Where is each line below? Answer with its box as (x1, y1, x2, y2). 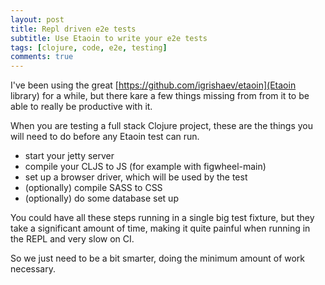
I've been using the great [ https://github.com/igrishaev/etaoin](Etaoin (10, 79, 297, 91)
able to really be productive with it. (10, 101, 153, 113)
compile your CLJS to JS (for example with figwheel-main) (24, 161, 267, 173)
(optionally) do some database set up (24, 192, 179, 205)
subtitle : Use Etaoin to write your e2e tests (10, 33, 208, 43)
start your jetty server (24, 150, 115, 162)
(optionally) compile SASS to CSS (24, 182, 163, 194)
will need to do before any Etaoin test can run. (10, 131, 200, 143)
